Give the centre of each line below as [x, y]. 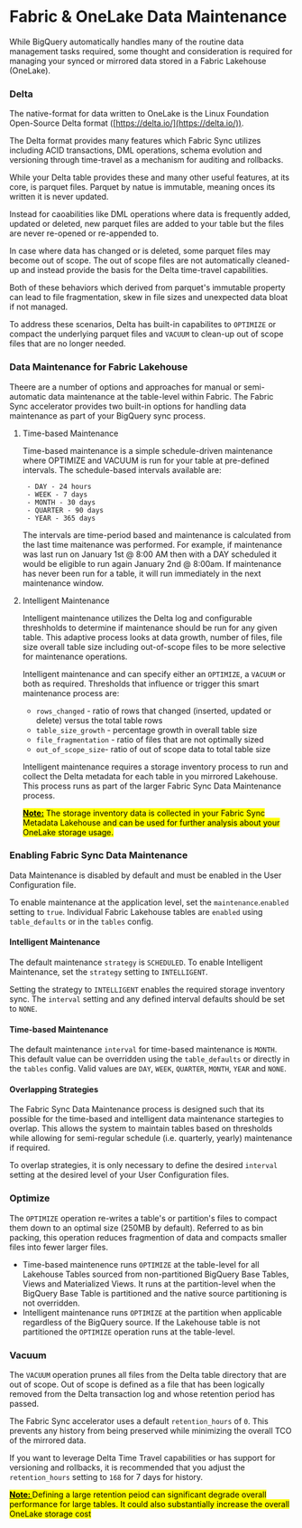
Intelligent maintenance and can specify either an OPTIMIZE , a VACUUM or [154, 674]
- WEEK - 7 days [57, 495]
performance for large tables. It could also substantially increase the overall [150, 1504]
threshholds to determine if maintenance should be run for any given [150, 627]
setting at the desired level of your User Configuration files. [119, 1175]
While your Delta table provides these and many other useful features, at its [150, 177]
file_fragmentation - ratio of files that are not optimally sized [150, 740]
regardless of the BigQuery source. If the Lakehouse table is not [141, 1322]
